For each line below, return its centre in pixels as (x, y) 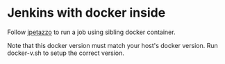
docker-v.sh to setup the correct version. (66, 53)
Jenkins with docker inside (86, 13)
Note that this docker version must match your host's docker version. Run (112, 45)
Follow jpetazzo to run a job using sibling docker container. (91, 32)
